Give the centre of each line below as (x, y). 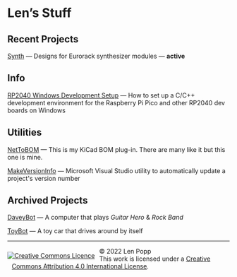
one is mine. (25, 157)
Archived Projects (48, 200)
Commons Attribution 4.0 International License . (80, 266)
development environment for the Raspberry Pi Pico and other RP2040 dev (116, 102)
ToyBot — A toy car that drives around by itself (75, 231)
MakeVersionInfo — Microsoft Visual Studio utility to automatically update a (116, 170)
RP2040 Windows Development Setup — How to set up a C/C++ (101, 95)
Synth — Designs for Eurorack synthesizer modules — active (96, 56)
